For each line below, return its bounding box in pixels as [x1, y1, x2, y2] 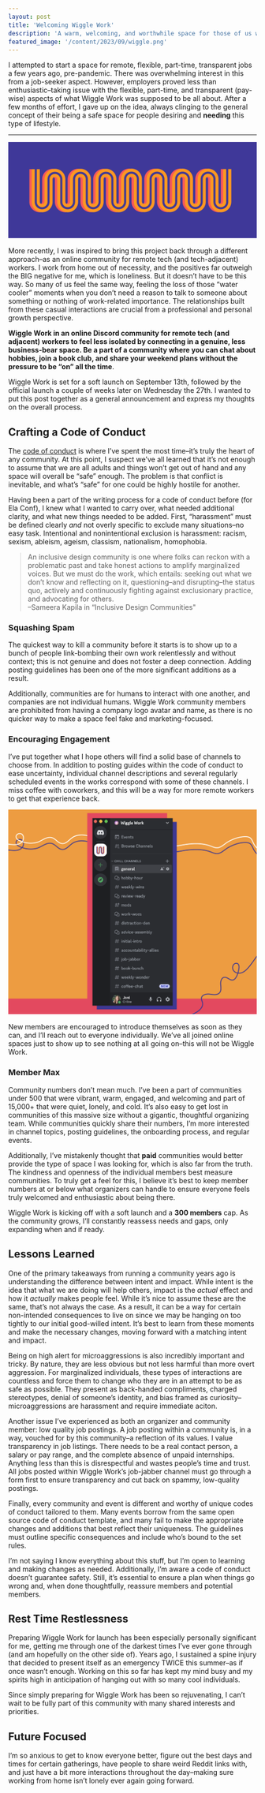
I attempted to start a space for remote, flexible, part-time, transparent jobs [8, 60, 252, 70]
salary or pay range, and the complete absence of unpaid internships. [8, 1450, 235, 1459]
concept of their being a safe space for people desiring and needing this [8, 110, 244, 120]
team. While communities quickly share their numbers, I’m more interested [8, 1119, 250, 1128]
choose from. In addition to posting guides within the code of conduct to [8, 760, 244, 769]
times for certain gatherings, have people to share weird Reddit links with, [8, 1759, 248, 1769]
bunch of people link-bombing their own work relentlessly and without [8, 648, 237, 658]
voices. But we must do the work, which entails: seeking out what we [27, 569, 252, 578]
